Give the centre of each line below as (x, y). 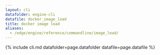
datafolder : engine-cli (30, 14)
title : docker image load (32, 24)
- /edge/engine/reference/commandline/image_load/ (64, 33)
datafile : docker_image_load (36, 19)
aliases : (14, 28)
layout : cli (18, 10)
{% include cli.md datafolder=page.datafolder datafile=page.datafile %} (80, 47)
